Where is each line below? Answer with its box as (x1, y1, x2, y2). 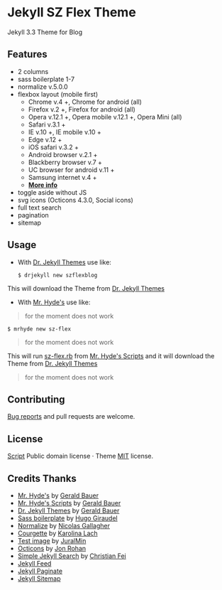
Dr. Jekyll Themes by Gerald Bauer (17, 506, 120, 515)
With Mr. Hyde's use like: (17, 298, 91, 306)
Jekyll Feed (17, 559, 52, 567)
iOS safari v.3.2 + (28, 143, 79, 151)
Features (7, 48, 48, 60)
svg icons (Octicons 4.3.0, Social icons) (17, 195, 133, 204)
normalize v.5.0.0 (17, 82, 69, 91)
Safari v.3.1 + (28, 120, 66, 129)
